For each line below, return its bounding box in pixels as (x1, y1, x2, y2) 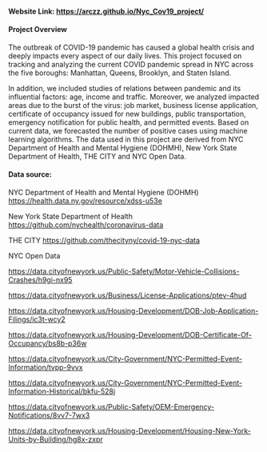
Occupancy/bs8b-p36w (8, 338, 87, 348)
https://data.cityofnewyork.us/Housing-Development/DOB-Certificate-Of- (8, 330, 252, 339)
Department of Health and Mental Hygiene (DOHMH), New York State (8, 142, 237, 152)
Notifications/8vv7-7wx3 (8, 410, 90, 420)
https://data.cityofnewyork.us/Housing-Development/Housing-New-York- (8, 426, 252, 435)
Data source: (8, 170, 52, 179)
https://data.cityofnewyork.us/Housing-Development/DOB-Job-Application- (8, 306, 259, 315)
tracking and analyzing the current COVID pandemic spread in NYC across (8, 59, 254, 69)
